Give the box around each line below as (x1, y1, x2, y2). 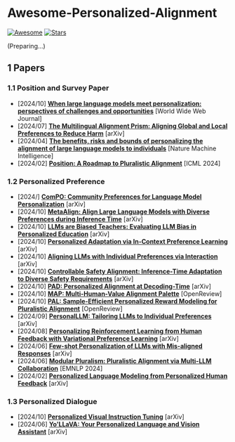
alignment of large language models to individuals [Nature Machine (17, 144, 217, 152)
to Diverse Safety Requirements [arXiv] (17, 274, 134, 282)
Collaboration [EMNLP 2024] (17, 364, 103, 372)
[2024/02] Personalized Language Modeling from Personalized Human (17, 371, 228, 380)
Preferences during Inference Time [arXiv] (17, 214, 144, 223)
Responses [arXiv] (17, 349, 72, 358)
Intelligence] (17, 151, 54, 160)
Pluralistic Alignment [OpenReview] (17, 304, 123, 313)
